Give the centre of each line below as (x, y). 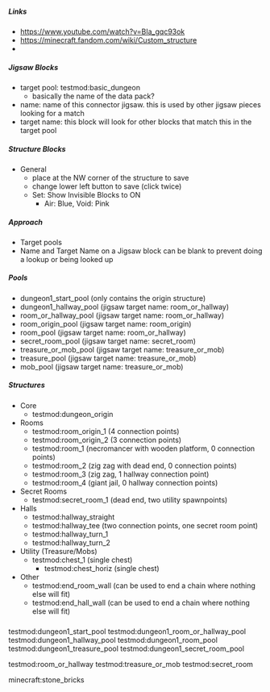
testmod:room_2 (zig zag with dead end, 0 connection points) (135, 465)
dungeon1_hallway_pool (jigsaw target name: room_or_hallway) (125, 306)
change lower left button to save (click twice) (107, 186)
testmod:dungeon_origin (73, 414)
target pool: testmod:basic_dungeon (80, 87)
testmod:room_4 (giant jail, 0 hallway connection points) (125, 482)
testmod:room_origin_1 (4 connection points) (106, 431)
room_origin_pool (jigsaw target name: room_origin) (106, 323)
